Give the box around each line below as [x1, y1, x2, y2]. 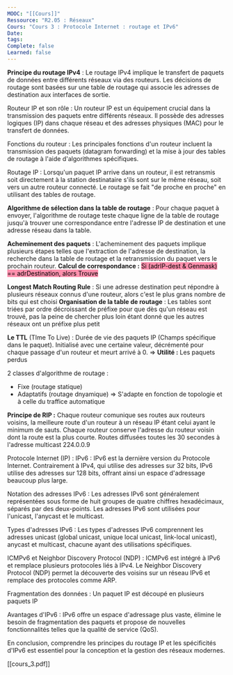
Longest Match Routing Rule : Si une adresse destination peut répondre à [7, 282, 220, 291]
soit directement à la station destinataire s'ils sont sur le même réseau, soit [7, 175, 221, 183]
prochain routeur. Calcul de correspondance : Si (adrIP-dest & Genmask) [7, 261, 218, 270]
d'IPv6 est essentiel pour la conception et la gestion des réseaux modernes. [7, 646, 225, 654]
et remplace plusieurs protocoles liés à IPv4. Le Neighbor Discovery [7, 561, 202, 569]
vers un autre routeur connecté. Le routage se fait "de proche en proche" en [7, 183, 226, 191]
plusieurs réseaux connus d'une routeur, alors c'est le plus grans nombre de [7, 290, 226, 298]
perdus [7, 355, 28, 363]
